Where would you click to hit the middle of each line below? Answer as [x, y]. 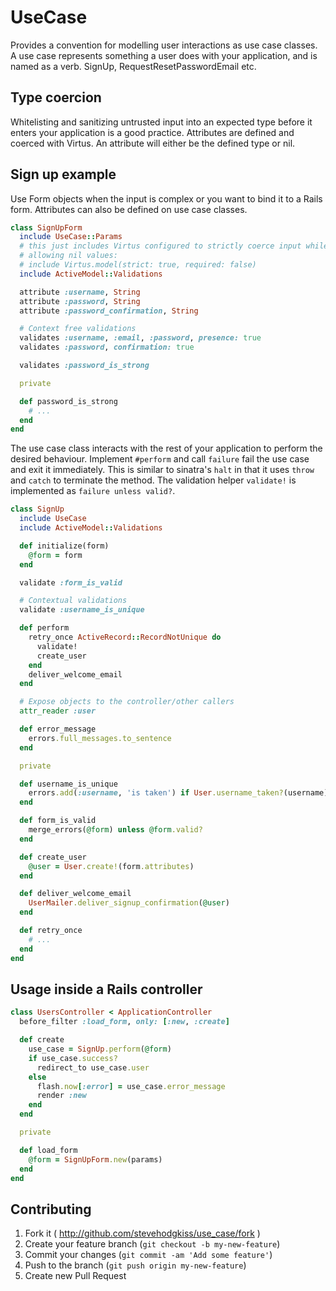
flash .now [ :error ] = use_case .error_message [131, 1086]
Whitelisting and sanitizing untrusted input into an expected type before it [161, 122]
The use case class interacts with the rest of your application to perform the [166, 448]
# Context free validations [78, 329]
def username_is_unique [68, 784]
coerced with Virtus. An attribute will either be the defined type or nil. [153, 143]
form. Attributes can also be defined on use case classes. [129, 209]
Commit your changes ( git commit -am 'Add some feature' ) [148, 1255]
